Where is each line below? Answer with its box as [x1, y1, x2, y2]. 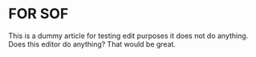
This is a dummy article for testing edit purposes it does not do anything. [8, 31, 249, 40]
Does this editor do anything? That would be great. [8, 39, 177, 48]
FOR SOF [8, 5, 69, 23]
